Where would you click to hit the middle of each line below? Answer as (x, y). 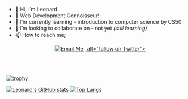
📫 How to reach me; (40, 35)
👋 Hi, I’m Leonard (36, 9)
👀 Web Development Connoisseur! (57, 16)
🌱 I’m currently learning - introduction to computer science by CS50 (98, 22)
